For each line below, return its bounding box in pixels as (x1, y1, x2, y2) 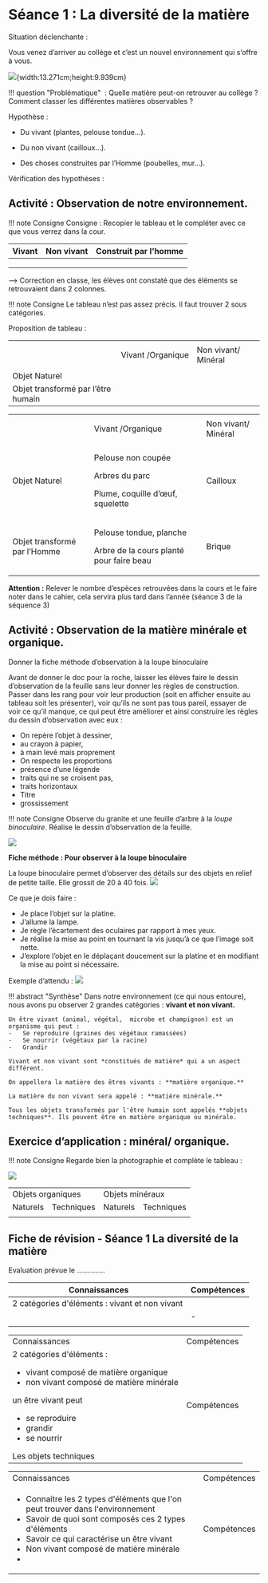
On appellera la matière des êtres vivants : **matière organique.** (8, 1078, 245, 1086)
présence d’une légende (19, 764, 100, 774)
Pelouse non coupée (93, 452, 171, 463)
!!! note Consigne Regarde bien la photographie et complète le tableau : (8, 1156, 243, 1165)
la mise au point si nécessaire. (19, 960, 120, 969)
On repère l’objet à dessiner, (19, 730, 113, 740)
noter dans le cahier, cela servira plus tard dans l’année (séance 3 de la (8, 592, 243, 601)
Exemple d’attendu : (8, 976, 73, 985)
